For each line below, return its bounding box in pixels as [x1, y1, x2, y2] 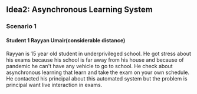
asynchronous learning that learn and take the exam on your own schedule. [6, 69, 190, 76]
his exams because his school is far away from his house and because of [6, 56, 184, 63]
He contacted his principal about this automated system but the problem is [6, 75, 188, 82]
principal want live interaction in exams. [6, 81, 103, 88]
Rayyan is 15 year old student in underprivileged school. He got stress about [6, 50, 192, 57]
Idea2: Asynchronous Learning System [6, 5, 153, 15]
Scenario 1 [6, 22, 37, 31]
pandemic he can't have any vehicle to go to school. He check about [6, 62, 173, 69]
